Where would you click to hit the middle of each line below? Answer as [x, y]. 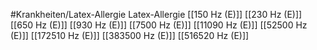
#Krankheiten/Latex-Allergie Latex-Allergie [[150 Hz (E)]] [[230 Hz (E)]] [156, 14]
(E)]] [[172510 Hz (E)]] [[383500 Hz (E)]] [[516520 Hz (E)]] [130, 35]
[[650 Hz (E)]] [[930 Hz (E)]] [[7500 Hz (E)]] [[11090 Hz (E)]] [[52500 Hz [159, 25]
